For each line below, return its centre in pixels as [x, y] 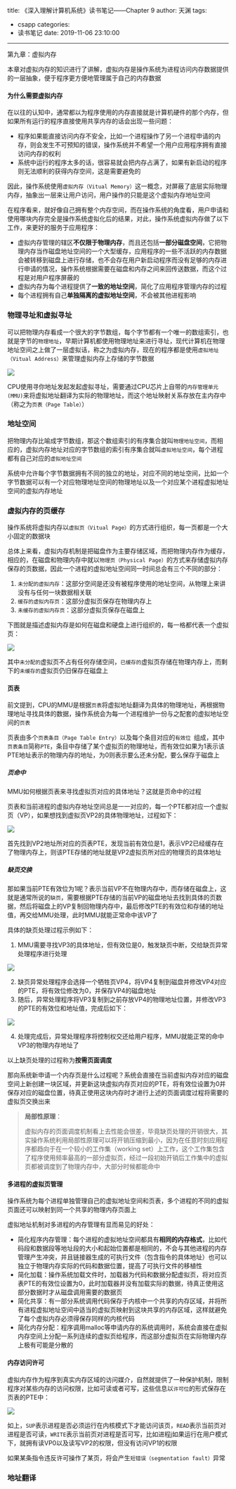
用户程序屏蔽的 [58, 278]
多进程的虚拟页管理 [35, 1184]
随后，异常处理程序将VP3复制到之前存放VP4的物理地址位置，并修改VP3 [122, 999]
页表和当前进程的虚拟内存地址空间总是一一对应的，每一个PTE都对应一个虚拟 [118, 807]
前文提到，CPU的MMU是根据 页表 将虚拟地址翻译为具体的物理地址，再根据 [113, 705]
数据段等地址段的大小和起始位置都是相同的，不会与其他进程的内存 [131, 1248]
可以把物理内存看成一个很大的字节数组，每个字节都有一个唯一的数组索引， [115, 332]
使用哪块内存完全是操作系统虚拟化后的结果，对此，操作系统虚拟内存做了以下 [118, 219]
